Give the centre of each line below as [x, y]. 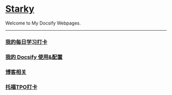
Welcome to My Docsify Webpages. [43, 23]
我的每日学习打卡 [26, 42]
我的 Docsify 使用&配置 [34, 57]
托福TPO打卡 [21, 87]
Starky [20, 9]
